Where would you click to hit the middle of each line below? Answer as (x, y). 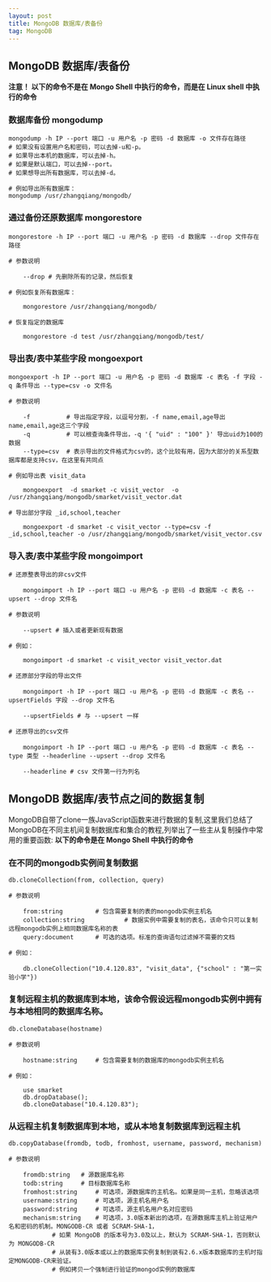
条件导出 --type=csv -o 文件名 (64, 386)
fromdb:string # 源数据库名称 (74, 1175)
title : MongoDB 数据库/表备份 (55, 24)
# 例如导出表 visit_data (47, 476)
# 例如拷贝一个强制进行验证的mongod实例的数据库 (123, 1270)
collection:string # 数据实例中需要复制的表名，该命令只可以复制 (141, 921)
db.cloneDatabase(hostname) (56, 1029)
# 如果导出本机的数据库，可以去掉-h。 (64, 156)
